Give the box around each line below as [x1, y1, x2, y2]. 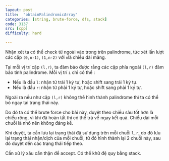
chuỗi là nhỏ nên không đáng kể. [5, 120, 73, 126]
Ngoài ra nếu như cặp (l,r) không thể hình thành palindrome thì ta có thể [5, 94, 159, 100]
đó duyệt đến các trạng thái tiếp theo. [5, 140, 84, 146]
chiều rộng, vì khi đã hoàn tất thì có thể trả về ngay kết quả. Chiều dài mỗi [5, 115, 159, 121]
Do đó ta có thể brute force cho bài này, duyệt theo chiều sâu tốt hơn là [5, 109, 154, 115]
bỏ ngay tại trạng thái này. [5, 100, 60, 106]
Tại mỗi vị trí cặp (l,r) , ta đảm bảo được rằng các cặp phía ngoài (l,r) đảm [5, 64, 164, 70]
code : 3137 [5, 21, 28, 27]
